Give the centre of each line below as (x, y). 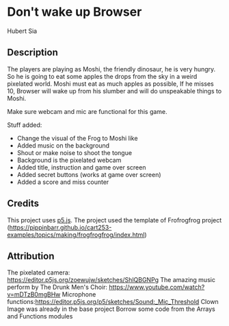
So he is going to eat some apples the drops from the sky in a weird (102, 76)
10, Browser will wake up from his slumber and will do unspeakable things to (114, 91)
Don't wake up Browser (75, 12)
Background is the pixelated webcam (69, 160)
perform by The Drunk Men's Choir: (57, 287)
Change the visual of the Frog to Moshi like (77, 138)
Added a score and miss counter (63, 182)
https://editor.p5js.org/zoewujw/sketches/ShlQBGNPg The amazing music (111, 280)
